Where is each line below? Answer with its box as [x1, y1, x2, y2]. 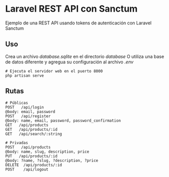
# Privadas [5, 140, 28, 145]
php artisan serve [5, 73, 44, 78]
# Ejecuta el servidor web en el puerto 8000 [5, 68, 103, 74]
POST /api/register [5, 114, 51, 119]
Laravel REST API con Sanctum [5, 3, 138, 15]
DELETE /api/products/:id [5, 162, 62, 167]
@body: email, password [5, 109, 56, 114]
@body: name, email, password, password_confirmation [5, 118, 121, 123]
